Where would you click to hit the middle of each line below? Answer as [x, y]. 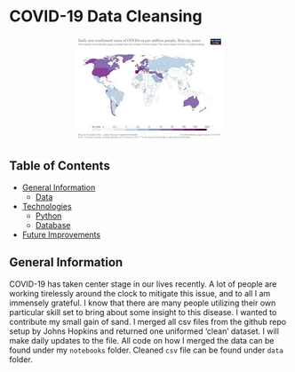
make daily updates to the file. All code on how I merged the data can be [142, 340]
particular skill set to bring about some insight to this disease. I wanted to [143, 312]
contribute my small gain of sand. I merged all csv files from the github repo [148, 321]
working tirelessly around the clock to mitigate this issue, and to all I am [140, 293]
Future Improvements [61, 234]
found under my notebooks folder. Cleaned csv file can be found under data [147, 350]
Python [48, 216]
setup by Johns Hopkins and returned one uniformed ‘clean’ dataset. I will [144, 331]
